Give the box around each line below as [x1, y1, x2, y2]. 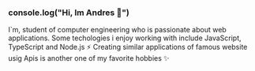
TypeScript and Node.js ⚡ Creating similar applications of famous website [8, 43, 248, 52]
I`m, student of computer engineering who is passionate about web [8, 25, 227, 35]
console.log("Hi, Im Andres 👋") [8, 7, 130, 18]
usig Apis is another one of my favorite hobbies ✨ [8, 54, 170, 63]
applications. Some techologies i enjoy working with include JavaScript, [8, 33, 242, 43]
